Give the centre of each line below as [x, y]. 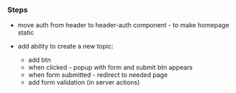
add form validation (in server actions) [84, 82]
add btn [39, 60]
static [26, 32]
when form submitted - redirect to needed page [98, 75]
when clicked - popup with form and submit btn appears [110, 68]
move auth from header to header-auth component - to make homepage [123, 25]
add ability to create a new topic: [65, 46]
